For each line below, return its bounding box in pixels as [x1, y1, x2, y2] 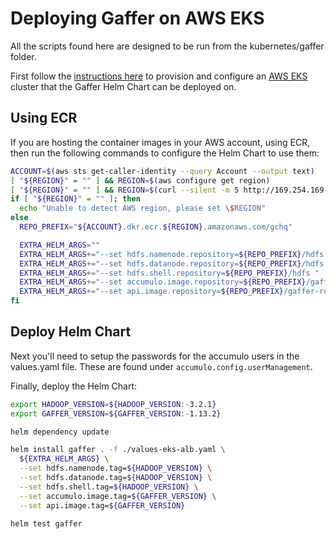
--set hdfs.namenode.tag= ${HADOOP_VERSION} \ [19, 463, 213, 474]
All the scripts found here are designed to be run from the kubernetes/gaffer [10, 40, 325, 52]
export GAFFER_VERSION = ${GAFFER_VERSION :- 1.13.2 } [10, 408, 222, 419]
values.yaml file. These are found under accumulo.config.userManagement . [10, 360, 313, 372]
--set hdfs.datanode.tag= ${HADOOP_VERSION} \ [19, 473, 213, 483]
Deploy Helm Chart [10, 323, 132, 341]
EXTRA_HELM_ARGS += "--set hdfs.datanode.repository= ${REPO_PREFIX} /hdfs [19, 258, 325, 269]
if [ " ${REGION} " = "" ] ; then [10, 194, 141, 204]
